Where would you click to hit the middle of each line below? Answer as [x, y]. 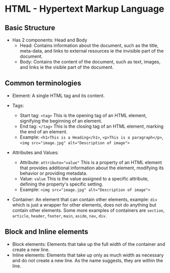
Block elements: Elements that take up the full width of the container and [89, 244]
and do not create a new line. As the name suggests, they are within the [88, 260]
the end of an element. [44, 131]
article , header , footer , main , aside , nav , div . [59, 216]
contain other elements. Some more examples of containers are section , [88, 210]
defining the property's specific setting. [61, 184]
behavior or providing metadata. [54, 173]
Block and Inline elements [47, 232]
